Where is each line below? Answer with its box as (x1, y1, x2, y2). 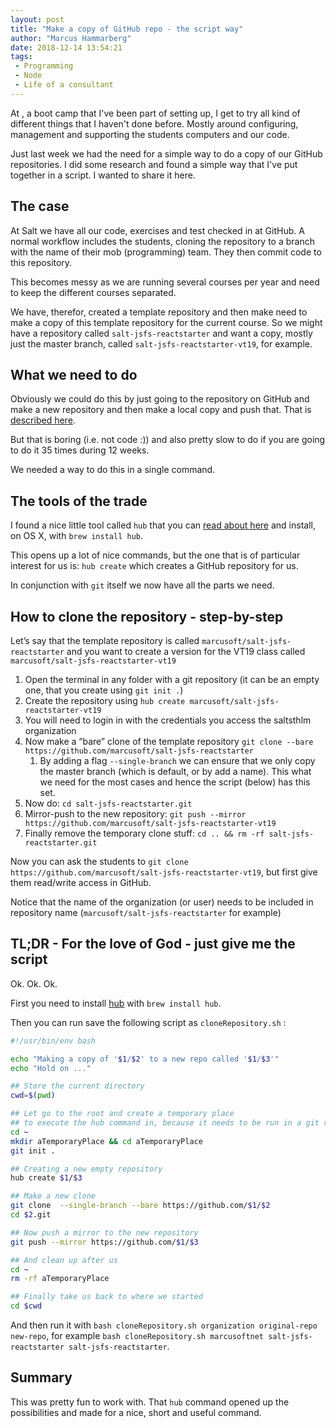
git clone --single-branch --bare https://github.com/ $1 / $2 (10, 1201, 271, 1211)
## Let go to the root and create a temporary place (10, 1109, 235, 1119)
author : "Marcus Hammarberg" (10, 33, 132, 43)
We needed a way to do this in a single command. (10, 464, 216, 476)
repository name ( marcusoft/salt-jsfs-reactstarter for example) (10, 907, 282, 918)
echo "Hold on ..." (10, 1063, 92, 1073)
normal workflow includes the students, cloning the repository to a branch (10, 235, 315, 247)
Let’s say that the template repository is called (10, 635, 200, 646)
